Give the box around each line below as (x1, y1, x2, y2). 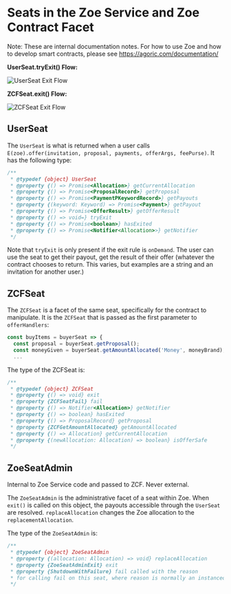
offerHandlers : (7, 320, 49, 329)
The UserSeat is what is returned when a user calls (7, 141, 150, 150)
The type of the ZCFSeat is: (7, 365, 85, 373)
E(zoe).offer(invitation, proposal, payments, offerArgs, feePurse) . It (7, 148, 214, 156)
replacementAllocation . (7, 515, 74, 524)
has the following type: (7, 156, 72, 164)
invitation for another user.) (7, 267, 85, 276)
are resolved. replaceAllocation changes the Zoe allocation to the (7, 509, 195, 517)
